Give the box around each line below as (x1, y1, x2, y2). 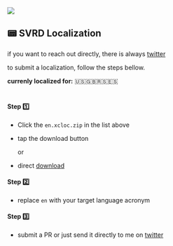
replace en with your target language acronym (17, 196, 151, 204)
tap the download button (17, 134, 89, 142)
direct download (17, 161, 65, 170)
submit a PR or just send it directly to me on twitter (17, 231, 164, 239)
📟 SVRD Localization (7, 27, 102, 39)
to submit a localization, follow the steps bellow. (7, 63, 146, 71)
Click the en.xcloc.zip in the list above (17, 121, 130, 129)
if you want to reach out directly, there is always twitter (7, 49, 166, 58)
